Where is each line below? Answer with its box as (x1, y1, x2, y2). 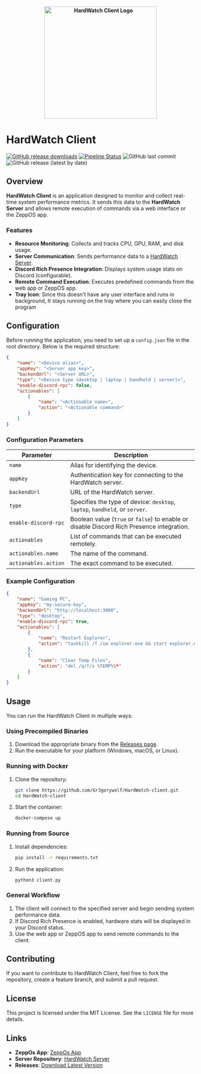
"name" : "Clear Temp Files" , (38, 657, 111, 663)
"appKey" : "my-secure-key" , (17, 602, 87, 608)
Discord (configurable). (14, 271, 72, 279)
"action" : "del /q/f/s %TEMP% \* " (38, 663, 121, 669)
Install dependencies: (14, 843, 68, 850)
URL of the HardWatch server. (70, 488, 154, 496)
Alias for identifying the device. (70, 461, 157, 469)
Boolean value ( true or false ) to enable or (70, 515, 188, 523)
